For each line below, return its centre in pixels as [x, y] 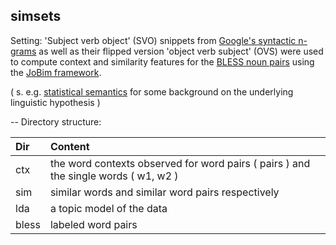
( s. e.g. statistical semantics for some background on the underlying [152, 91]
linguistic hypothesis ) [55, 102]
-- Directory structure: [56, 121]
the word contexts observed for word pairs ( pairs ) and [180, 163]
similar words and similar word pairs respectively [164, 192]
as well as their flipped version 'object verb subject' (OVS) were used [181, 51]
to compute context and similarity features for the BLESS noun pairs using [162, 61]
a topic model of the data [108, 208]
